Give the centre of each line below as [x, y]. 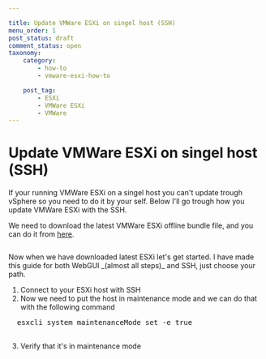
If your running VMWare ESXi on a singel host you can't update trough [126, 193]
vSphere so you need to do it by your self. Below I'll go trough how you [127, 201]
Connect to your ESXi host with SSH [80, 290]
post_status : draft [41, 38]
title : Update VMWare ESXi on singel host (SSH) [92, 23]
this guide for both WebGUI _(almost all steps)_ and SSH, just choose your [132, 266]
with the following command [67, 307]
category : [40, 61]
